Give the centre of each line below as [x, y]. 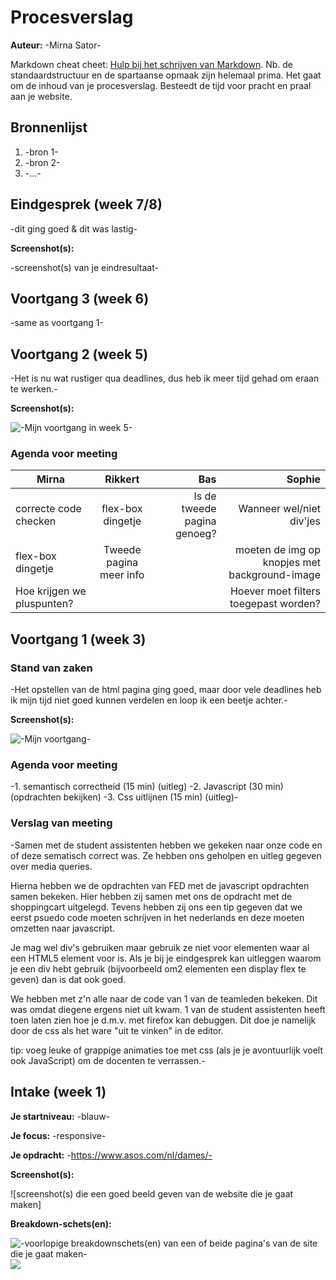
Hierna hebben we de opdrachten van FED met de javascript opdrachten [160, 885]
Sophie [303, 479]
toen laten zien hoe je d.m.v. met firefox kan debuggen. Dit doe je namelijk [163, 1020]
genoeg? [196, 534]
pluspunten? [44, 604]
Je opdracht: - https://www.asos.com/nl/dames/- [111, 1155]
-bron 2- [42, 162]
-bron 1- [41, 152]
